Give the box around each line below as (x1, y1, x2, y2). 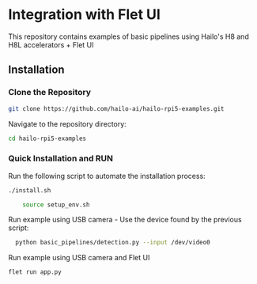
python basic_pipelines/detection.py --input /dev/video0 (15, 239, 211, 247)
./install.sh (8, 186, 51, 195)
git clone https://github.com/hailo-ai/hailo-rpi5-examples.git (8, 104, 225, 112)
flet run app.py (8, 268, 62, 276)
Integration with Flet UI (8, 6, 161, 24)
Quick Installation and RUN (8, 153, 113, 164)
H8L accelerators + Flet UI (8, 40, 94, 49)
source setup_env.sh (22, 200, 90, 209)
